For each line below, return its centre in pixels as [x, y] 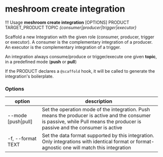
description [99, 101]
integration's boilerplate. [30, 76]
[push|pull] [20, 122]
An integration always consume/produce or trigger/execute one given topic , [81, 56]
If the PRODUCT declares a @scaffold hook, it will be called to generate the [80, 71]
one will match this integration [97, 148]
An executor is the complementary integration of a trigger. [63, 47]
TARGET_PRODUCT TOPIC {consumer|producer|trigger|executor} [71, 27]
